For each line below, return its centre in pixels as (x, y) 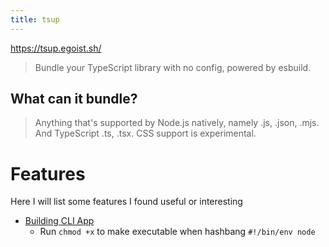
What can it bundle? (74, 99)
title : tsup (35, 19)
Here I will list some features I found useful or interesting (126, 202)
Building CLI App (59, 221)
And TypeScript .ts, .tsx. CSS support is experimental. (145, 133)
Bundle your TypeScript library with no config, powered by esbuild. (173, 67)
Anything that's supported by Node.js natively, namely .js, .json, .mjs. (177, 123)
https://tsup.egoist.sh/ (56, 48)
